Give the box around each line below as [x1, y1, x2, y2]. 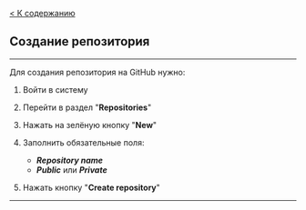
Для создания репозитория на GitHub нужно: [9, 66, 186, 77]
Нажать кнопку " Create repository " [22, 182, 161, 193]
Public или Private [36, 164, 107, 175]
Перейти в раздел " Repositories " [22, 102, 152, 113]
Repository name [36, 155, 103, 165]
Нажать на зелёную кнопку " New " [22, 119, 158, 130]
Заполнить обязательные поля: [22, 136, 145, 148]
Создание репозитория [9, 34, 150, 49]
